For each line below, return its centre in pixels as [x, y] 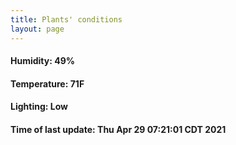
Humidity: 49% [42, 61]
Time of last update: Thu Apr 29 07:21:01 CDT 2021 [118, 129]
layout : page [37, 29]
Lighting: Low [39, 107]
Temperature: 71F [47, 83]
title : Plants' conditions [66, 19]
